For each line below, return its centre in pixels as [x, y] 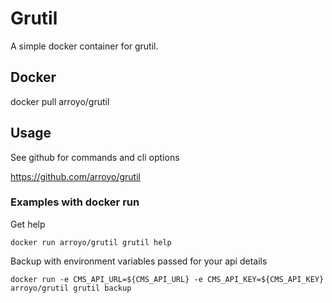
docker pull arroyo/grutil [60, 101]
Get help [28, 224]
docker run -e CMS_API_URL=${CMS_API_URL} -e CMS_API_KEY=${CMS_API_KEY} [167, 279]
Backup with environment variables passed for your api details [139, 261]
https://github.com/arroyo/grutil [75, 176]
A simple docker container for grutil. [84, 46]
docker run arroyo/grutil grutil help [91, 242]
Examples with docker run [75, 202]
